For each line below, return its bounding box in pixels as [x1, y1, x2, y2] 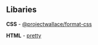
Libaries [6, 5, 37, 15]
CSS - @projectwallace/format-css [6, 20, 92, 27]
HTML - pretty [6, 32, 42, 39]
